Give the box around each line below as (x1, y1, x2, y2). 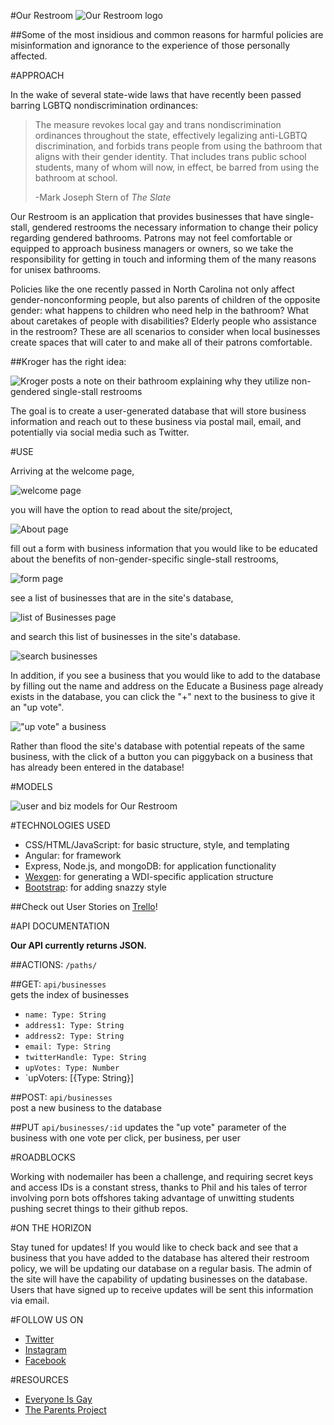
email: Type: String (24, 1042, 111, 1052)
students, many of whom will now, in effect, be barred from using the (34, 161, 320, 173)
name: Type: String (24, 1010, 107, 1020)
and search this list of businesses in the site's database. (10, 631, 241, 642)
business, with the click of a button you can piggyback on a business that (10, 751, 313, 762)
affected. (10, 50, 48, 62)
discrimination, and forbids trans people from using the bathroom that (34, 140, 323, 152)
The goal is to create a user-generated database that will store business (10, 405, 307, 417)
